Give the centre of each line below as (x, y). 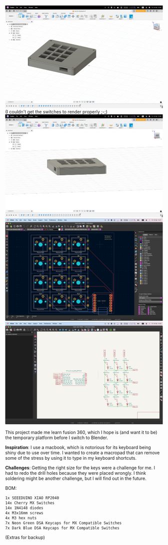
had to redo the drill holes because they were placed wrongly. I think (76, 473)
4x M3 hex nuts (21, 518)
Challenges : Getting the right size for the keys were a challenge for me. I (80, 468)
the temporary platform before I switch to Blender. (57, 438)
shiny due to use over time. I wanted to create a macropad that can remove (82, 453)
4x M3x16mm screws (24, 513)
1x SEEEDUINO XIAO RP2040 (32, 498)
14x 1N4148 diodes (24, 508)
